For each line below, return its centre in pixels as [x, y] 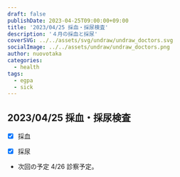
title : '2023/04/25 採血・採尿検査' [58, 27]
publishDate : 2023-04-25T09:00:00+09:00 [68, 21]
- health [27, 67]
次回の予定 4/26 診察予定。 [58, 167]
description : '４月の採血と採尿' [53, 34]
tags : [15, 74]
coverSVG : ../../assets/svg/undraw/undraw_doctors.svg [90, 41]
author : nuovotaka [35, 54]
